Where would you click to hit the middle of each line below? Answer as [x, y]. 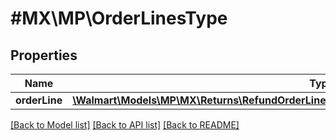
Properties [44, 55]
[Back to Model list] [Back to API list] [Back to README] [125, 125]
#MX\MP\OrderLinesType [119, 18]
